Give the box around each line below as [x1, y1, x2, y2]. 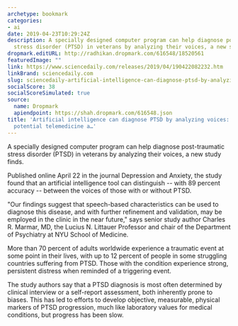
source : [7, 97, 30, 104]
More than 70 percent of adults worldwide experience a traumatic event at [7, 244, 225, 252]
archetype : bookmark [7, 10, 69, 18]
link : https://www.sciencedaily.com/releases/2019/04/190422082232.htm [7, 63, 223, 70]
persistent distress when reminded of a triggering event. [7, 266, 172, 275]
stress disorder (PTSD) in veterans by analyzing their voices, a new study [7, 150, 222, 158]
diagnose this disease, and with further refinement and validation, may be [7, 207, 222, 216]
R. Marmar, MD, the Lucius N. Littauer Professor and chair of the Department [7, 222, 232, 231]
